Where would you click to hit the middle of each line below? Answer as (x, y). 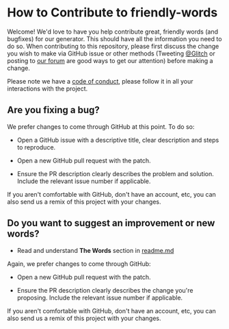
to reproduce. (36, 147)
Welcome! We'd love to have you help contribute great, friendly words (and (113, 32)
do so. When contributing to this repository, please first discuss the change (113, 46)
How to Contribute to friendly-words (112, 13)
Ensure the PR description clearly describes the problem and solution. (115, 173)
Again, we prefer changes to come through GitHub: (79, 264)
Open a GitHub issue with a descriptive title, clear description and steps (118, 140)
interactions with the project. (48, 88)
